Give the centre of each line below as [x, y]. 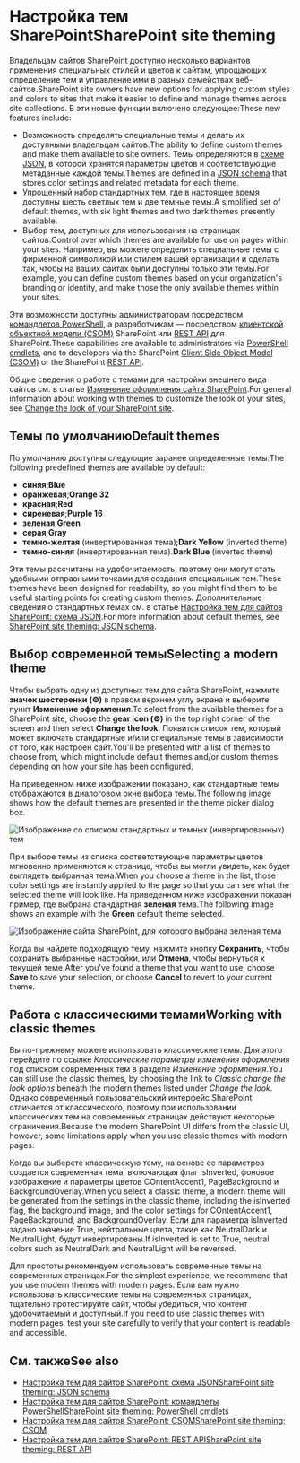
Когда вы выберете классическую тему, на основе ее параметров [137, 1163]
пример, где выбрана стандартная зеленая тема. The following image [142, 904]
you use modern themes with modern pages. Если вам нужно [124, 1285]
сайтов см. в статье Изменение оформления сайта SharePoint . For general [150, 388]
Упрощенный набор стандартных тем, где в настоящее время [141, 192]
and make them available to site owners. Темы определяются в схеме [153, 153]
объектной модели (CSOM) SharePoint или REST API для [117, 333]
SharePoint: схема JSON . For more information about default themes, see [145, 616]
